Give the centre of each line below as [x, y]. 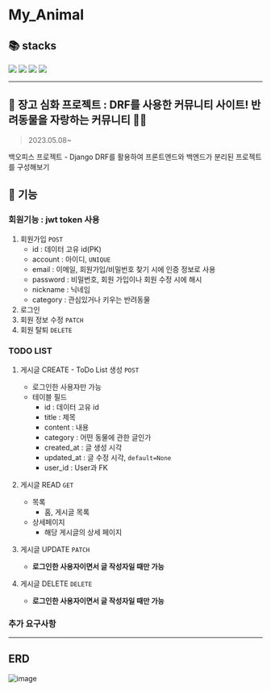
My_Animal [46, 15]
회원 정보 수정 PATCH [52, 320]
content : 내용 [67, 427]
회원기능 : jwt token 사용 [54, 220]
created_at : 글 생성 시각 [83, 447]
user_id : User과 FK [76, 467]
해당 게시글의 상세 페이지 [83, 532]
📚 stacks [33, 46]
